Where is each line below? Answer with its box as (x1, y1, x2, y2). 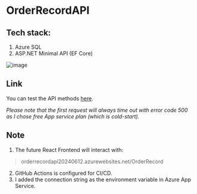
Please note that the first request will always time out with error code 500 (6, 106, 188, 114)
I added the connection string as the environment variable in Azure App (14, 175, 192, 183)
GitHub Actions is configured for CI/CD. (14, 169, 113, 177)
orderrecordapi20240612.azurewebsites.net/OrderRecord (20, 157, 163, 165)
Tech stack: (6, 28, 51, 38)
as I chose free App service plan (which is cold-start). (6, 112, 140, 120)
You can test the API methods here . (6, 94, 94, 102)
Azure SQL (14, 43, 42, 50)
